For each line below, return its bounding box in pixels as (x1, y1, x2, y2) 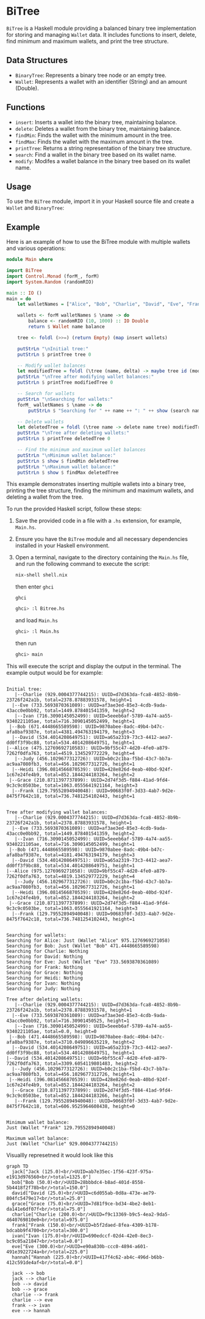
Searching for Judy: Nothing (6, 985, 81, 991)
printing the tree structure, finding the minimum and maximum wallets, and (6, 487, 194, 494)
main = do (6, 295, 32, 302)
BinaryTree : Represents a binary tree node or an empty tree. (15, 72, 167, 79)
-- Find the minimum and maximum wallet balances (17, 447, 146, 453)
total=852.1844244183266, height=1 (45, 1092, 135, 1098)
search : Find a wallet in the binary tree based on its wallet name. (15, 151, 177, 158)
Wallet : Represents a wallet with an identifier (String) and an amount (15, 78, 187, 85)
